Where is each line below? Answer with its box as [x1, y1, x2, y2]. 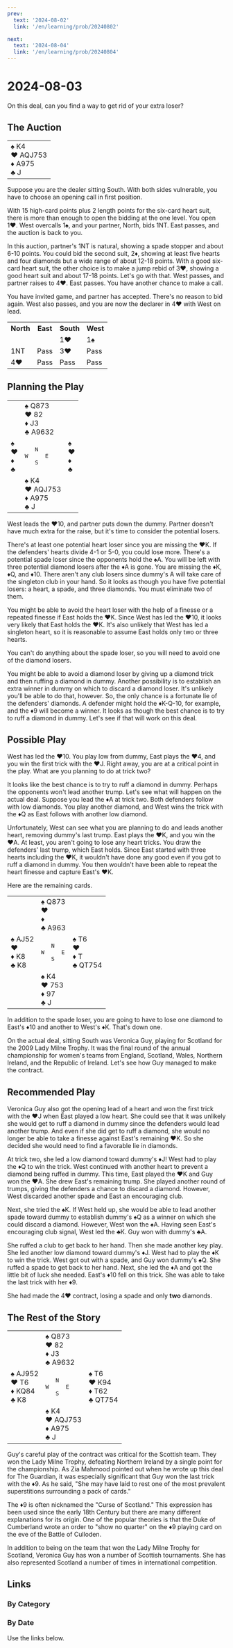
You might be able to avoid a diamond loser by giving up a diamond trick [7, 669, 214, 678]
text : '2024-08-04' [13, 42, 70, 49]
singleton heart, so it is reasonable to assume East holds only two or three [7, 627, 218, 636]
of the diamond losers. [7, 656, 71, 664]
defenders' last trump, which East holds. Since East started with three [7, 846, 207, 854]
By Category [7, 1599, 51, 1609]
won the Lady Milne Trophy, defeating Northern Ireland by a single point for [7, 1457, 223, 1466]
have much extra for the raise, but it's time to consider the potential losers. [7, 526, 221, 535]
